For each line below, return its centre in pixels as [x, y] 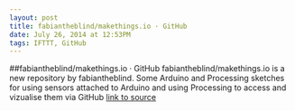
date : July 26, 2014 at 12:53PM [70, 34]
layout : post [34, 18]
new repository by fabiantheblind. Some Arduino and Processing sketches [147, 79]
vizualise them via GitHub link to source [83, 97]
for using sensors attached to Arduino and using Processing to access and [148, 88]
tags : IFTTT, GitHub [48, 43]
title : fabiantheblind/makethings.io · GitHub [98, 26]
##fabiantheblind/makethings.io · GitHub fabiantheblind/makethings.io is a [147, 69]
